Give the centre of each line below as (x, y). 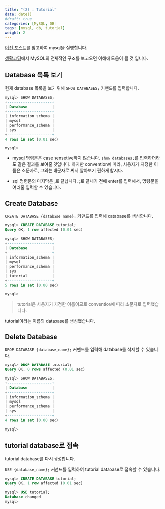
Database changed (23, 497)
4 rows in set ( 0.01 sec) (32, 139)
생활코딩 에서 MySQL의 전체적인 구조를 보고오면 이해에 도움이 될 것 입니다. (77, 58)
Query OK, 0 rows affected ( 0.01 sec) (45, 370)
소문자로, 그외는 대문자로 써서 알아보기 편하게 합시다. (73, 171)
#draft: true (19, 19)
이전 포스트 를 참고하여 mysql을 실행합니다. (46, 47)
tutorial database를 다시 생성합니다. (40, 459)
